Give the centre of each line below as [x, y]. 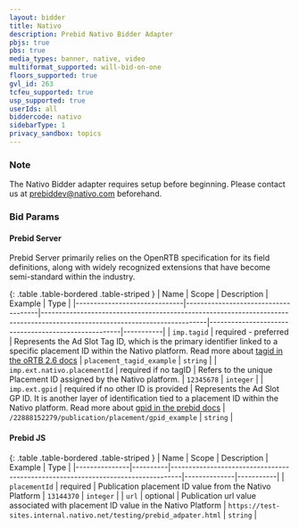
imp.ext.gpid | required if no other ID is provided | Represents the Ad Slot [144, 389]
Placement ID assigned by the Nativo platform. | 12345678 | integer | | [136, 379]
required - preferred [252, 332]
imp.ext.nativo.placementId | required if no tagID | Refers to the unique [141, 370]
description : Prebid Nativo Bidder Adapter [91, 34]
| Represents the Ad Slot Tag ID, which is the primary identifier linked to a [144, 342]
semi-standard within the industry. [72, 277]
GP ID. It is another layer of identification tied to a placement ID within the [144, 399]
